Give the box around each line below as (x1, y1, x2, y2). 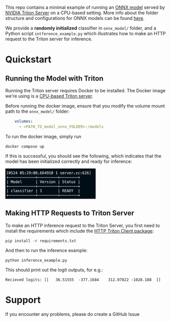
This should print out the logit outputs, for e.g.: (5, 266, 103, 273)
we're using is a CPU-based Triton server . (5, 93, 93, 99)
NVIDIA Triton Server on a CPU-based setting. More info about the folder (5, 10, 159, 16)
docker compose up (5, 144, 44, 149)
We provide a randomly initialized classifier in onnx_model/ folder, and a (5, 25, 157, 31)
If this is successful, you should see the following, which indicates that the (5, 153, 162, 159)
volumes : (14, 119, 33, 124)
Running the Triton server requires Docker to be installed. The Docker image (5, 88, 166, 93)
